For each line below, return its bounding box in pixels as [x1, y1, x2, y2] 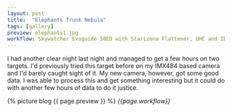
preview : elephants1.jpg [7, 29, 79, 36]
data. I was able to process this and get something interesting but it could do [7, 76, 226, 85]
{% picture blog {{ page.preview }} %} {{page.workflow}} [7, 97, 171, 105]
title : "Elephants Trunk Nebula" [7, 16, 107, 23]
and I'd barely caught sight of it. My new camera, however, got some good [7, 69, 220, 78]
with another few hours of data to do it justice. [7, 84, 139, 92]
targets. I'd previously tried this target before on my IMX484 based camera [7, 62, 220, 70]
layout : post [7, 10, 45, 17]
